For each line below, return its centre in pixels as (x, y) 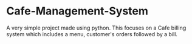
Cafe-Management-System (77, 11)
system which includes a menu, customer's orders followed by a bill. (92, 34)
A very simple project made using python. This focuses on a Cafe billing (96, 28)
